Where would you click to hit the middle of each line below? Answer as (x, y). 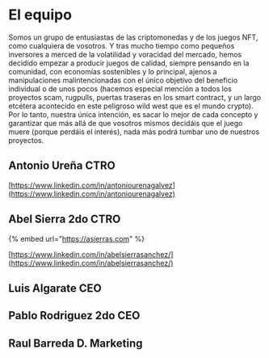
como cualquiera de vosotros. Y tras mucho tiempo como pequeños (122, 45)
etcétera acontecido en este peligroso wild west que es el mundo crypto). (131, 106)
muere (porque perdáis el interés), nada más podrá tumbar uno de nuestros (134, 132)
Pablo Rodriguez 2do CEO (74, 316)
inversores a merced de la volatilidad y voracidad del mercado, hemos (125, 54)
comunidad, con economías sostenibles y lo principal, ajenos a (113, 71)
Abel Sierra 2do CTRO (65, 219)
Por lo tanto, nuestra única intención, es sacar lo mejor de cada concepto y (133, 114)
